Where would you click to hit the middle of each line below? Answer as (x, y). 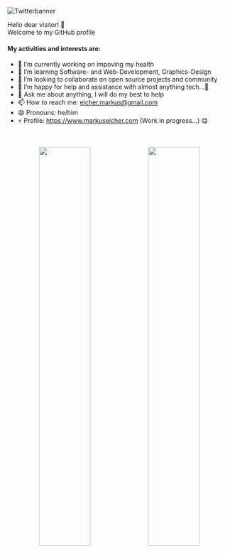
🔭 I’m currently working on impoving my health (86, 65)
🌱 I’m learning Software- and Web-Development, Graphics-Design (114, 72)
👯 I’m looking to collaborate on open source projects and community (117, 80)
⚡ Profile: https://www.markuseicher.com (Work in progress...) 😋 (112, 121)
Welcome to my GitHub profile (51, 32)
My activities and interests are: (54, 48)
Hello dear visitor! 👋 (36, 24)
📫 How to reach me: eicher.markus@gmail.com (88, 102)
